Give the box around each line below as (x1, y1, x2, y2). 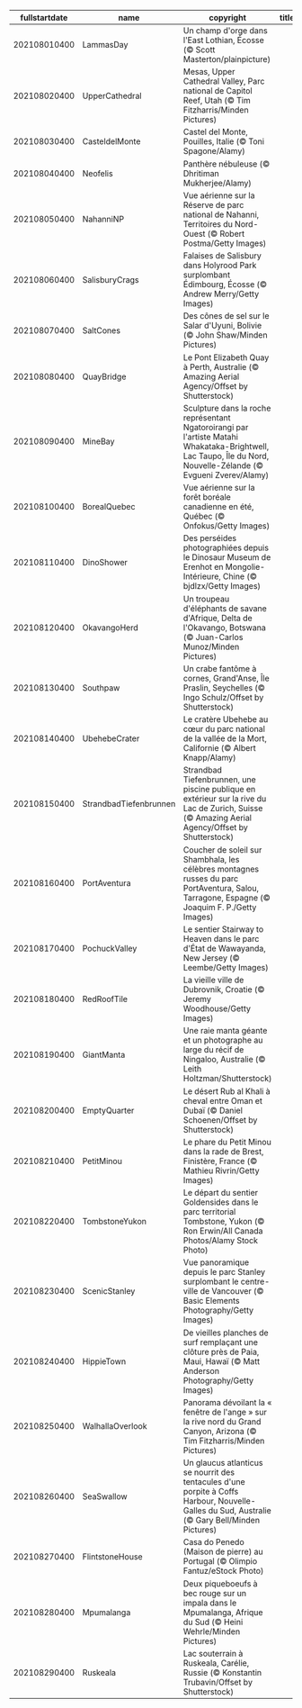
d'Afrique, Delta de (182, 612, 253, 623)
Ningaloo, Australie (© (182, 1054, 266, 1065)
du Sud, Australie (208, 1505, 271, 1515)
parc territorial (182, 1206, 236, 1216)
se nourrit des (182, 1467, 235, 1478)
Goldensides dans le (182, 1197, 259, 1207)
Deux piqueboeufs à (182, 1577, 258, 1589)
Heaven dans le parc (182, 933, 260, 944)
